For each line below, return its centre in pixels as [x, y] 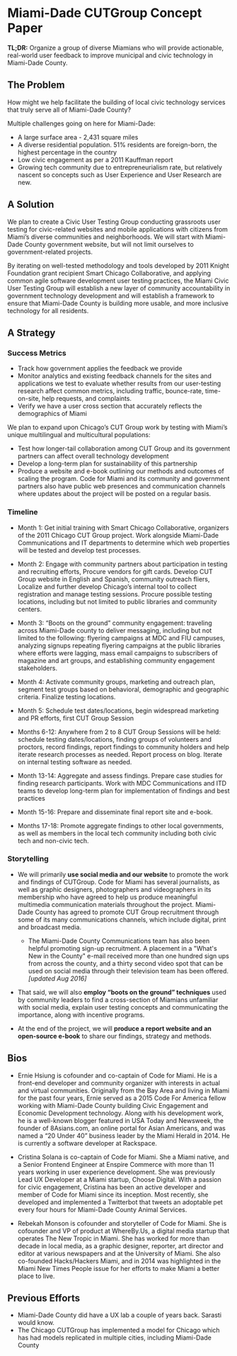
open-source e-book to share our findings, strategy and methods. [114, 1036]
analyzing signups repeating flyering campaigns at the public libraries [119, 645]
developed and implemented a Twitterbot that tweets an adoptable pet [120, 1202]
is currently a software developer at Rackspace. [87, 1143]
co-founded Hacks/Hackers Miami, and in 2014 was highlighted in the [119, 1261]
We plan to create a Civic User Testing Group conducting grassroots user [114, 222]
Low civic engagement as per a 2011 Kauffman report [95, 159]
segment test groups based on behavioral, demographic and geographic [123, 689]
